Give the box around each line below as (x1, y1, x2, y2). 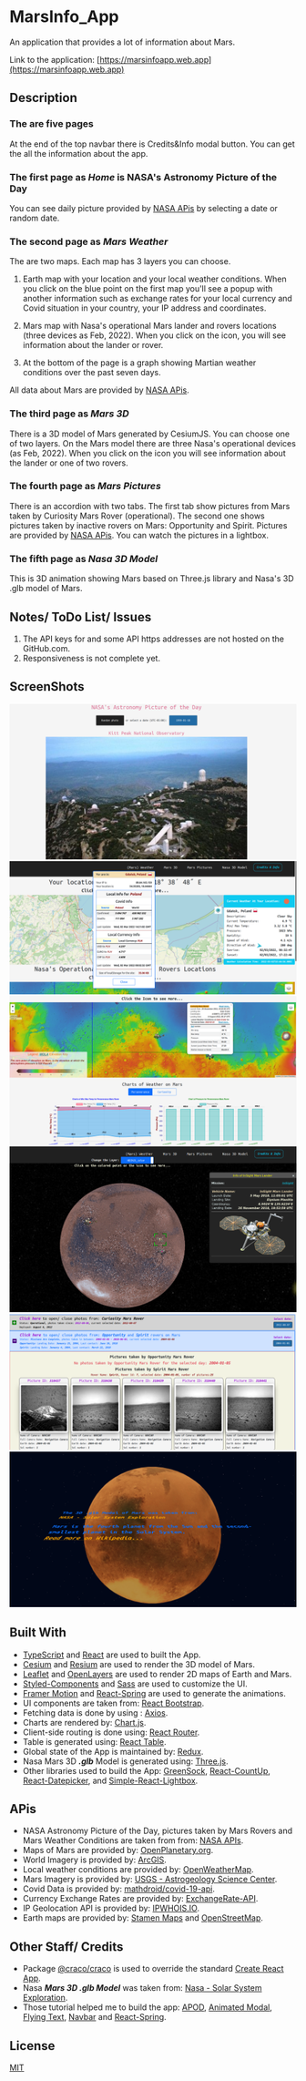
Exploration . (22, 1993, 68, 2004)
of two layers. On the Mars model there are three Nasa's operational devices (9, 437, 296, 448)
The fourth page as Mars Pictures (9, 480, 161, 493)
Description (9, 90, 77, 106)
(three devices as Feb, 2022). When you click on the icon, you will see (22, 330, 287, 341)
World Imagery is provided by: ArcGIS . (22, 1854, 167, 1865)
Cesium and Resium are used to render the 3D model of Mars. (22, 1658, 255, 1669)
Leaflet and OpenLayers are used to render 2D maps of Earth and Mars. (22, 1668, 292, 1679)
